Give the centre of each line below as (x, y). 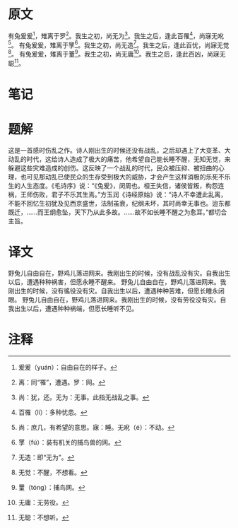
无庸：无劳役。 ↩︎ (43, 502)
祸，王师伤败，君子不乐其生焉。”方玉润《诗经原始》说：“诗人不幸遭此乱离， (118, 194)
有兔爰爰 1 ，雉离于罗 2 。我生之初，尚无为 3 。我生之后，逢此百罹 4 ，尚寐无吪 (116, 35)
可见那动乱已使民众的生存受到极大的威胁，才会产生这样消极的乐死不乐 (129, 177)
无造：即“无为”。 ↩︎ (46, 457)
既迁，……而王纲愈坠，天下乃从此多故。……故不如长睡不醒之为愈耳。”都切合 (118, 212)
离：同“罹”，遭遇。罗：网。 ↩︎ (62, 382)
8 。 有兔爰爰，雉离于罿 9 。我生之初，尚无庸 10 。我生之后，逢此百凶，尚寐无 (117, 53)
